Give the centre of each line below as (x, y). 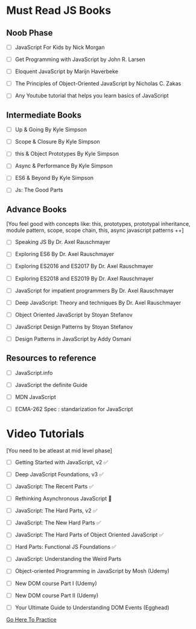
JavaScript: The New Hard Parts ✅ (58, 523)
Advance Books (36, 209)
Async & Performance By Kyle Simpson (64, 166)
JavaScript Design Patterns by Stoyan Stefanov (74, 327)
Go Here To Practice (31, 619)
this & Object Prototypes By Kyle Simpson (67, 154)
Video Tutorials (45, 434)
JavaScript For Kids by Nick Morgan (60, 47)
